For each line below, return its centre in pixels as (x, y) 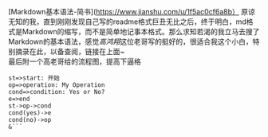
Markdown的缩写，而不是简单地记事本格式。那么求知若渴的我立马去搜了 (141, 31)
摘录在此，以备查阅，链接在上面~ (70, 51)
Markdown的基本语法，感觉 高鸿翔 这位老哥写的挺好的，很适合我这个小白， (130, 41)
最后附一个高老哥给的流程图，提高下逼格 (75, 61)
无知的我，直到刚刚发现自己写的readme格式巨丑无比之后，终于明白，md (128, 22)
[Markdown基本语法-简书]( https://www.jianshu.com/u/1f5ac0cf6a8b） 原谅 (132, 12)
